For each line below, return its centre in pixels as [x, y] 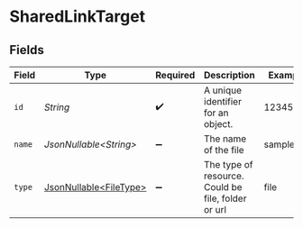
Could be [223, 187]
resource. [225, 176]
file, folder [225, 198]
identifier [223, 101]
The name [225, 139]
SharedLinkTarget [78, 17]
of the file [225, 150]
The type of [229, 164]
